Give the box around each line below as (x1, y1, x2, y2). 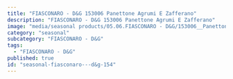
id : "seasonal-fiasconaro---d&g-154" (7, 61, 116, 68)
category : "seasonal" (7, 29, 70, 36)
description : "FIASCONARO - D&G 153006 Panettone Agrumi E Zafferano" (7, 16, 216, 23)
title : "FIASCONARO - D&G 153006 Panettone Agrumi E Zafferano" (7, 10, 197, 17)
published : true (7, 55, 54, 62)
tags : (7, 42, 23, 49)
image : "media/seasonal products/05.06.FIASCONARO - (7, 23, 163, 30)
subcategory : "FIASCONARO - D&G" (7, 36, 104, 43)
